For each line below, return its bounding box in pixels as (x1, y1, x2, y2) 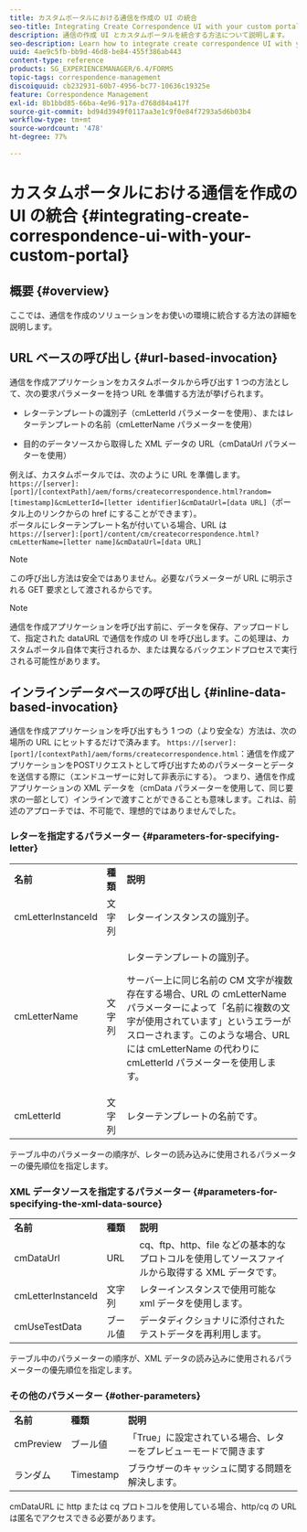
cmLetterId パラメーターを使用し (126, 1055, 268, 1068)
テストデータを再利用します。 (139, 1328, 267, 1341)
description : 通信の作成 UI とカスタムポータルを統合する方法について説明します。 (9, 30, 290, 39)
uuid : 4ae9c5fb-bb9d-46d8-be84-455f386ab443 (9, 48, 182, 57)
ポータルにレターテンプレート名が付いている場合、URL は (9, 519, 228, 530)
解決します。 (127, 1476, 183, 1489)
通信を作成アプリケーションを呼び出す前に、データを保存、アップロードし (9, 621, 290, 632)
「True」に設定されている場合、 (127, 1431, 267, 1444)
